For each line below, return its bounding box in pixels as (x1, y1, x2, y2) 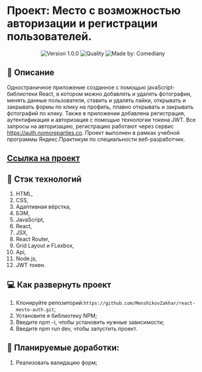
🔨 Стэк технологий (7, 174, 82, 184)
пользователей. (7, 30, 92, 43)
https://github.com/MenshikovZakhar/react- (83, 300, 195, 306)
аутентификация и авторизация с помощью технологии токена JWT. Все (7, 116, 197, 123)
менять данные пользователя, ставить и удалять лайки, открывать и (7, 96, 186, 104)
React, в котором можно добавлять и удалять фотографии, (38, 90, 192, 98)
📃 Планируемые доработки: (7, 343, 120, 353)
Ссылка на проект (7, 153, 80, 163)
